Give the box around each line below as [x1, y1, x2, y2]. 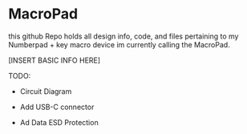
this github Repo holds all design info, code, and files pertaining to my [8, 31, 239, 41]
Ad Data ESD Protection [19, 117, 99, 127]
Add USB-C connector [19, 102, 95, 112]
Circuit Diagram [19, 86, 72, 96]
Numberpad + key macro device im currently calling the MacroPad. [8, 39, 230, 49]
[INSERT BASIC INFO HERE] [8, 55, 101, 65]
